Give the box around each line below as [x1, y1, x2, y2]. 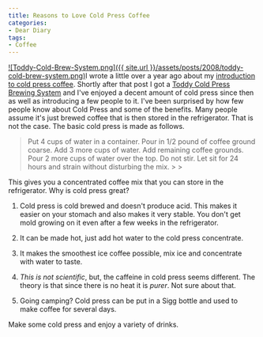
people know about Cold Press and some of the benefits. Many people [8, 104, 239, 115]
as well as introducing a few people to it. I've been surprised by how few [8, 97, 244, 106]
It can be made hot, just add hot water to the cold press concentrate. [19, 233, 243, 243]
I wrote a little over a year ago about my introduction [85, 71, 255, 81]
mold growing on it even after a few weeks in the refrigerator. [19, 218, 219, 228]
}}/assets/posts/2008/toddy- [149, 62, 244, 72]
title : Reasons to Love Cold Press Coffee [8, 11, 150, 20]
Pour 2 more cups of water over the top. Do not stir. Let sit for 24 [27, 153, 239, 163]
